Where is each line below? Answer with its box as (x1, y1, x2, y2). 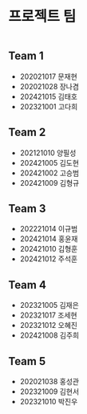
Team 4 (8, 278, 46, 292)
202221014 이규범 (19, 224, 78, 234)
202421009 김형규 (19, 178, 80, 187)
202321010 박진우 (19, 397, 78, 406)
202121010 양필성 (19, 148, 77, 158)
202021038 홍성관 (19, 377, 80, 386)
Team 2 (8, 125, 46, 139)
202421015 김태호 (19, 92, 78, 101)
